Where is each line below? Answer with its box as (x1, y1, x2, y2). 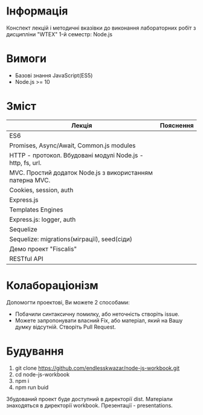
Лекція (71, 121, 92, 129)
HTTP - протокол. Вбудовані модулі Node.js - (9, 151, 144, 159)
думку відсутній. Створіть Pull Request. (14, 323, 116, 330)
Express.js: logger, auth (9, 215, 76, 224)
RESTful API (9, 254, 43, 263)
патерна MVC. (9, 176, 51, 184)
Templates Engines (9, 205, 63, 214)
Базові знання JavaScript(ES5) (14, 71, 93, 79)
